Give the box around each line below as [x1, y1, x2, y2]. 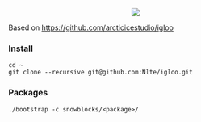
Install [8, 43, 34, 54]
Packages [8, 87, 48, 99]
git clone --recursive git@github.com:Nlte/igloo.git [8, 69, 194, 77]
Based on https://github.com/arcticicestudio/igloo [8, 23, 174, 32]
